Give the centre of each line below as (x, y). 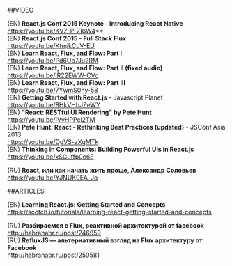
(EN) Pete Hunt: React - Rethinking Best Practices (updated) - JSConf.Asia (116, 127)
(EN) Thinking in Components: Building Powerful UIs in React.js (101, 149)
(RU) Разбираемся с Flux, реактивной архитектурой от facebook (106, 225)
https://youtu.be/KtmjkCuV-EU (51, 46)
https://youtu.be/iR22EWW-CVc (53, 75)
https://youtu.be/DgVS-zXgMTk (53, 142)
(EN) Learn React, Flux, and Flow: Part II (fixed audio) (85, 68)
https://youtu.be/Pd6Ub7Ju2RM (53, 61)
